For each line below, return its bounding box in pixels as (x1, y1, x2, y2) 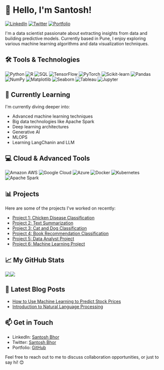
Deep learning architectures (12, 123, 69, 129)
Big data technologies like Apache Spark (12, 118, 95, 124)
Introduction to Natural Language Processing (12, 304, 103, 309)
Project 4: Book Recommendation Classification (12, 231, 109, 237)
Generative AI (12, 129, 40, 135)
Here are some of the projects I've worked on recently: (5, 205, 116, 211)
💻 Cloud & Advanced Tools (5, 154, 90, 162)
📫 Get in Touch (5, 318, 54, 327)
